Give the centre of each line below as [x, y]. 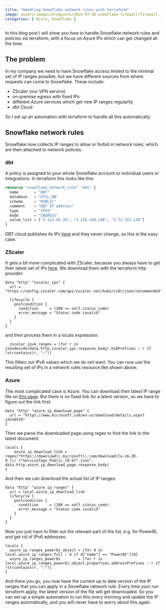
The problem [25, 59]
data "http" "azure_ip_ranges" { [40, 487]
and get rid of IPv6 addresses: [36, 537]
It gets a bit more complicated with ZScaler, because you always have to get [83, 263]
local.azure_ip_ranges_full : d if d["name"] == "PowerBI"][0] [72, 554]
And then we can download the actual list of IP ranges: [61, 478]
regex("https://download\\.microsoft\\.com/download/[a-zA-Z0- [72, 456]
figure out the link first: [28, 402]
